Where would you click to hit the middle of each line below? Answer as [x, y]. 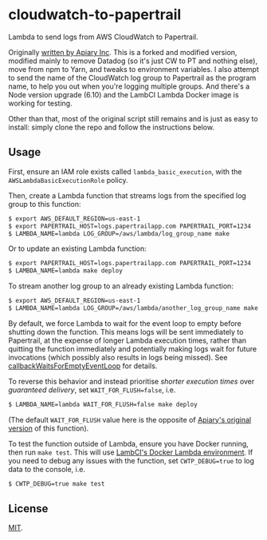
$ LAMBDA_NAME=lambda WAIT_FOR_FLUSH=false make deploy [103, 404]
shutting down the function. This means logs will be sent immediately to [126, 332]
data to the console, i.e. [47, 469]
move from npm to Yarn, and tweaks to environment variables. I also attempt [133, 69]
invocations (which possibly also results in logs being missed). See [118, 357]
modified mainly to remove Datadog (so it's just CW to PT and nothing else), [133, 61]
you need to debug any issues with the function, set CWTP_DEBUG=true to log [132, 460]
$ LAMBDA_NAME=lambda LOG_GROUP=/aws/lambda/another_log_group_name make [133, 308]
